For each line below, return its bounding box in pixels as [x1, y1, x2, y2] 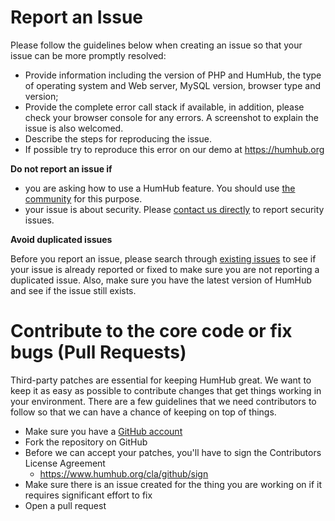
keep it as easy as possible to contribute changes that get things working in [10, 384, 322, 396]
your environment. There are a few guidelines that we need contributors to [10, 395, 317, 407]
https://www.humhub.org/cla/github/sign [39, 467, 209, 480]
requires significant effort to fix [24, 489, 153, 501]
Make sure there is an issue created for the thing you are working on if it [24, 478, 323, 490]
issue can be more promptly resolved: [10, 49, 167, 61]
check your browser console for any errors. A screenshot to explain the [24, 111, 319, 123]
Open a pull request [24, 499, 107, 511]
